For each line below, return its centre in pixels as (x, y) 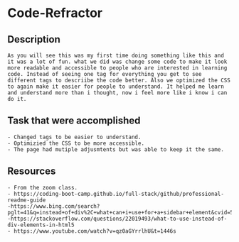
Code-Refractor (55, 13)
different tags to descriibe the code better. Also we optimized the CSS (119, 80)
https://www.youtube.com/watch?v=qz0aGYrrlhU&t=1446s (95, 231)
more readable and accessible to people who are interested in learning (117, 68)
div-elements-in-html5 (41, 225)
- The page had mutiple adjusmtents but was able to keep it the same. (116, 149)
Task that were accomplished (74, 121)
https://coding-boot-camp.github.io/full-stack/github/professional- (119, 194)
